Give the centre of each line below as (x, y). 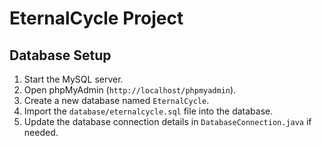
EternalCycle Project (96, 18)
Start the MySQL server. (73, 79)
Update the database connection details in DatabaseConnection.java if (167, 121)
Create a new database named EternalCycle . (116, 100)
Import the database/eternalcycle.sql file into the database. (148, 111)
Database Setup (60, 55)
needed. (41, 132)
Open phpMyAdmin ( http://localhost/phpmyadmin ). (130, 90)
